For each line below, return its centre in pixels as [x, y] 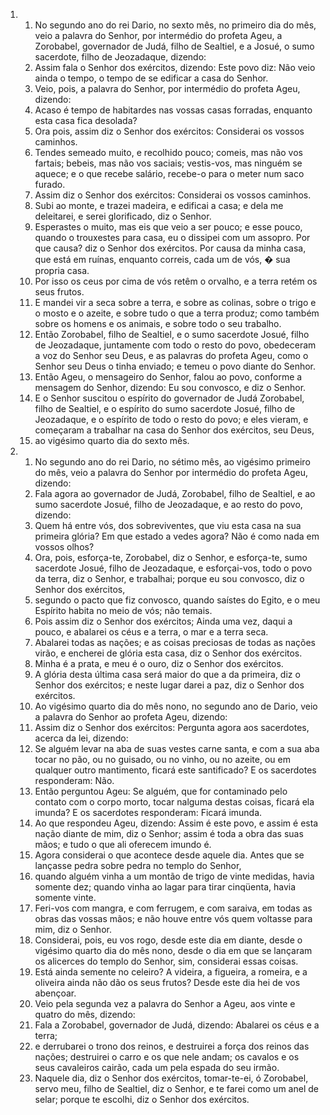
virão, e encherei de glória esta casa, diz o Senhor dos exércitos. [168, 653]
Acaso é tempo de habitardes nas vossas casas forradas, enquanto [173, 110]
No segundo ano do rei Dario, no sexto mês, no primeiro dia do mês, [175, 25]
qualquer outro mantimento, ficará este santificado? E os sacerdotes [175, 770]
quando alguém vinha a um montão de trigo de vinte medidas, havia [174, 876]
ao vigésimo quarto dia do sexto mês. [112, 440]
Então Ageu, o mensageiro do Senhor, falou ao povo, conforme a [168, 377]
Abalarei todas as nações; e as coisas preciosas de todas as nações [175, 642]
